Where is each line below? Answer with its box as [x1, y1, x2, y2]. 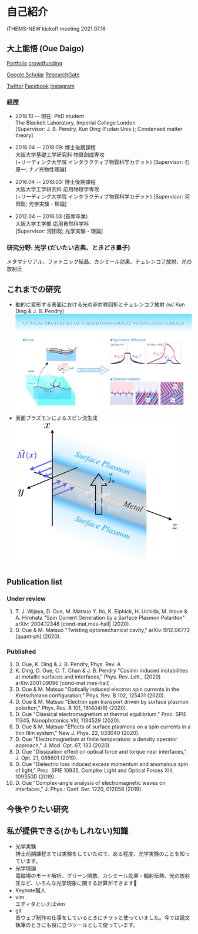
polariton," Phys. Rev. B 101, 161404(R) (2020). [15, 704, 127, 711]
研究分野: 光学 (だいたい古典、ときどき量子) [6, 243, 130, 251]
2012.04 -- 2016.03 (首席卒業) [15, 213, 88, 220]
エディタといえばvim [15, 900, 65, 908]
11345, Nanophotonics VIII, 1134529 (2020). [15, 717, 121, 724]
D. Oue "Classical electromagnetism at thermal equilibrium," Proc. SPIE [15, 711, 187, 718]
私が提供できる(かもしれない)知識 [6, 826, 129, 836]
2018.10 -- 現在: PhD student [15, 113, 85, 120]
